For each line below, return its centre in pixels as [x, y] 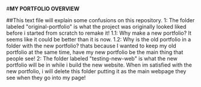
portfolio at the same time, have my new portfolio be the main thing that [95, 52]
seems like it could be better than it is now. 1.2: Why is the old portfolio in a [99, 39]
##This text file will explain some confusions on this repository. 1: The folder [100, 20]
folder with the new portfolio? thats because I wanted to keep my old [91, 46]
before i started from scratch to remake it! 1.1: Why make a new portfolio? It [99, 33]
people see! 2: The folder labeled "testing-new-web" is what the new [92, 58]
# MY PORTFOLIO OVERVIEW [43, 9]
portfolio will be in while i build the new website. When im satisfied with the [99, 65]
